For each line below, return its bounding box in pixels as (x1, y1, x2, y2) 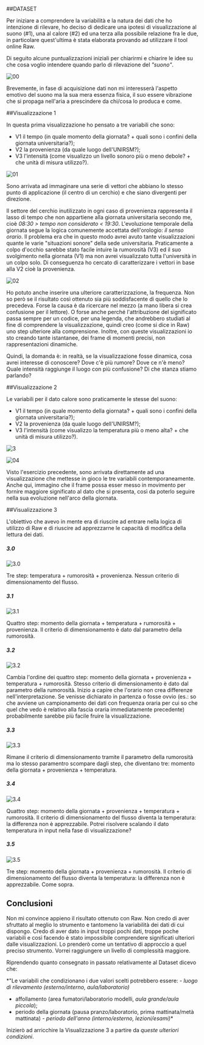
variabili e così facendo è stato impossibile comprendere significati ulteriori (6, 934, 195, 941)
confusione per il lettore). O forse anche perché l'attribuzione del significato (6, 309, 197, 315)
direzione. (6, 195, 32, 203)
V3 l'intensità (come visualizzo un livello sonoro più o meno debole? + (15, 152, 191, 159)
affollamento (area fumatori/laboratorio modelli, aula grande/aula (15, 995, 179, 1002)
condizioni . (6, 1033, 34, 1040)
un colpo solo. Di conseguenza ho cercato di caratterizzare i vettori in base (6, 259, 195, 266)
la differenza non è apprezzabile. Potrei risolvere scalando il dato (6, 820, 169, 827)
